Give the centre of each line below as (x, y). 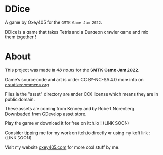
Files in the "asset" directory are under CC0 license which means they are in (81, 94)
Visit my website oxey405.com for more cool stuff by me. (62, 147)
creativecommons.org (27, 85)
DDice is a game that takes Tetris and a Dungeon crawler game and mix (77, 32)
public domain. (20, 99)
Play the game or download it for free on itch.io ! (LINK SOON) (67, 123)
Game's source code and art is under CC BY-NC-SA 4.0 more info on (74, 79)
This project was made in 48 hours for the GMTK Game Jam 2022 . (72, 70)
